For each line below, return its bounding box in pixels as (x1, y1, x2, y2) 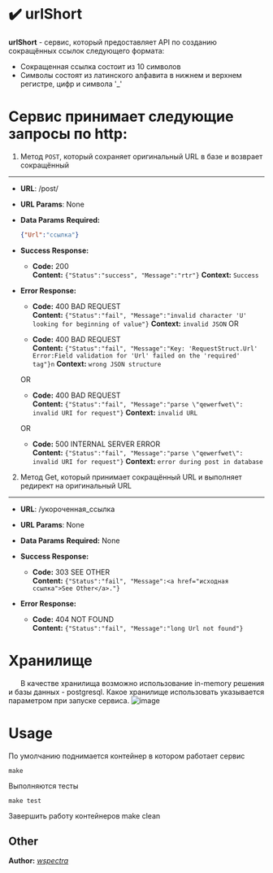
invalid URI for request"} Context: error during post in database (32, 456, 263, 466)
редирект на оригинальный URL (19, 480, 132, 490)
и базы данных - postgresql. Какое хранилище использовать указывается (8, 687, 265, 697)
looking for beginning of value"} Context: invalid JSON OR (32, 319, 239, 328)
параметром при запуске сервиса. (8, 695, 130, 706)
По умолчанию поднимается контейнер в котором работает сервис (8, 751, 245, 761)
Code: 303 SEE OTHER (32, 567, 110, 576)
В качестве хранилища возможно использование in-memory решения (19, 678, 265, 688)
